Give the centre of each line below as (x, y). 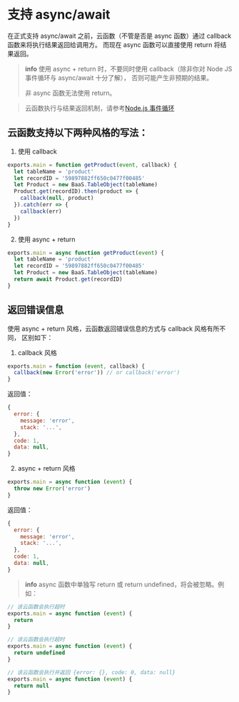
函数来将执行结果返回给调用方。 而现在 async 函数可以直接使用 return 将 (114, 44)
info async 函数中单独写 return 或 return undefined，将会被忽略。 (121, 584)
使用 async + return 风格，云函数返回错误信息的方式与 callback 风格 (107, 329)
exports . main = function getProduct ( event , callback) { (92, 165)
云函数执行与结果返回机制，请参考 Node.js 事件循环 (100, 108)
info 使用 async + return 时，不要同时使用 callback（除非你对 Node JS (128, 69)
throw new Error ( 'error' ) (52, 489)
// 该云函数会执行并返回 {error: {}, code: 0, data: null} (92, 672)
